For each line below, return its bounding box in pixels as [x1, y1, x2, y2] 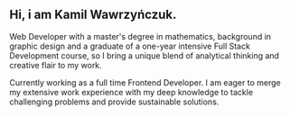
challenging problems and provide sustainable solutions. [9, 96, 220, 107]
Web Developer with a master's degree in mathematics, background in [9, 31, 272, 41]
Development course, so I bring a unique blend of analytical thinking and [9, 49, 280, 61]
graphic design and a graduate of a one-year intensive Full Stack [9, 40, 251, 51]
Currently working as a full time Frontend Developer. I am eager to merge [9, 76, 282, 88]
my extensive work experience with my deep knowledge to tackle [9, 86, 254, 97]
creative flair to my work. [9, 59, 102, 70]
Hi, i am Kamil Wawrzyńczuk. [9, 7, 177, 22]
